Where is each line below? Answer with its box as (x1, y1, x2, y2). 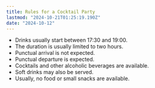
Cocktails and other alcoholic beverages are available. (14, 62, 149, 69)
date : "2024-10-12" (6, 20, 55, 26)
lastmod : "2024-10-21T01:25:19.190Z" (6, 14, 101, 20)
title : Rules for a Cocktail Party (6, 8, 96, 15)
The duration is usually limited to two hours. (14, 43, 124, 50)
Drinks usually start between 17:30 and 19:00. (14, 37, 128, 44)
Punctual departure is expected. (14, 55, 95, 63)
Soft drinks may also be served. (14, 69, 94, 76)
